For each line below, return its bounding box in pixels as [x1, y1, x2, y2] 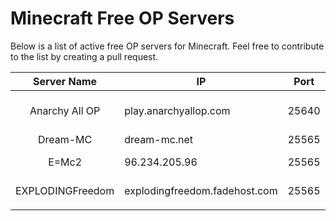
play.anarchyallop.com [124, 103, 231, 117]
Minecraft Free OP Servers [10, 7, 235, 30]
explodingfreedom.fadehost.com [124, 183, 278, 197]
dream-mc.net [124, 132, 194, 146]
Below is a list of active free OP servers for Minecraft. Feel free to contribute [10, 40, 325, 52]
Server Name [33, 74, 98, 88]
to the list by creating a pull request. [10, 50, 159, 62]
